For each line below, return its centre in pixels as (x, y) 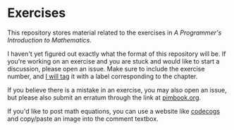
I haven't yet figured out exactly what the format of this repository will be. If (117, 54)
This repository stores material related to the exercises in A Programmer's (115, 32)
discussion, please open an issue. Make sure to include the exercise (106, 69)
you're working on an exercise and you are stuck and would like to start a (113, 61)
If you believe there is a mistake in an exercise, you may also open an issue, (117, 90)
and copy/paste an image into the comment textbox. (83, 119)
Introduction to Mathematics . (49, 40)
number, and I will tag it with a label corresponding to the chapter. (103, 76)
